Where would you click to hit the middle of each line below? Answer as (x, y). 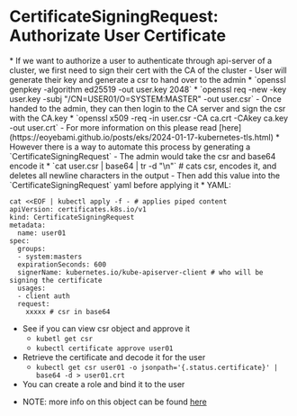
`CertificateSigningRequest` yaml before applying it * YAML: (120, 185)
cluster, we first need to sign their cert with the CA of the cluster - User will (148, 70)
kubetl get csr (64, 339)
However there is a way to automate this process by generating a (130, 147)
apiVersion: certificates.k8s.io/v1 (78, 209)
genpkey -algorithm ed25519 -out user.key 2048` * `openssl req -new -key (148, 89)
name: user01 (42, 233)
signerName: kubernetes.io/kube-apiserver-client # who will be (140, 272)
